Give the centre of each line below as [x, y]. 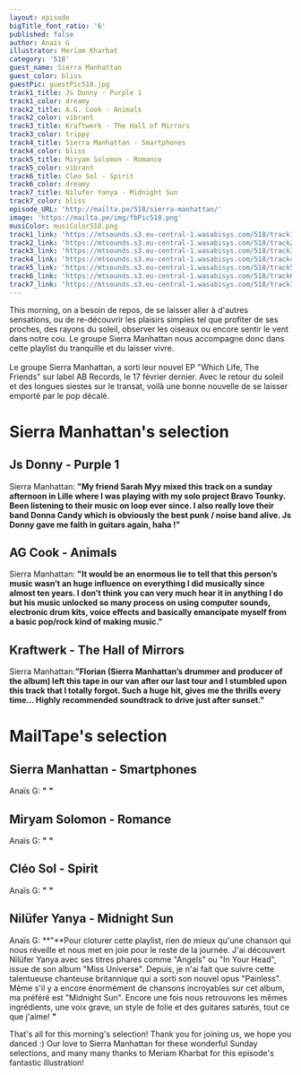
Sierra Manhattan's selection [120, 432]
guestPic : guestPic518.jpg [60, 84]
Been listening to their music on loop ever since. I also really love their [142, 505]
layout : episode [39, 17]
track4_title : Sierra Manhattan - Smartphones [98, 143]
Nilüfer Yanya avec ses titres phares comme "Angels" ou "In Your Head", [143, 959]
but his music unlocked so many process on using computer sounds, [140, 603]
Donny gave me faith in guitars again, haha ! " [95, 524]
